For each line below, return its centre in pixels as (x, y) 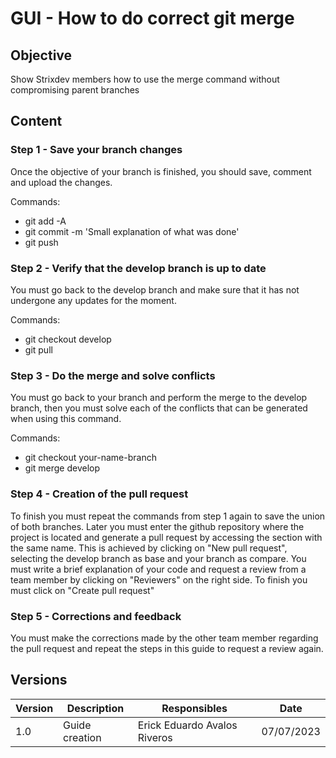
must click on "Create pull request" (82, 590)
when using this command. (66, 419)
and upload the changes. (61, 182)
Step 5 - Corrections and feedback (96, 616)
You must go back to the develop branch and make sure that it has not (155, 289)
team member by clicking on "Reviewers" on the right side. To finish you (159, 579)
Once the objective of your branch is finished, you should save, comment (161, 171)
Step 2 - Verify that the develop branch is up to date (138, 268)
